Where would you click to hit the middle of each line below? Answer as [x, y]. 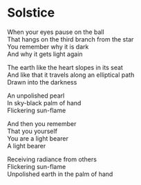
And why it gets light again [45, 54]
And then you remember [42, 123]
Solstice [31, 13]
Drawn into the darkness [42, 82]
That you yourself [32, 131]
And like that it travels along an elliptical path [71, 75]
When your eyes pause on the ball [56, 32]
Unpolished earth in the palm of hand [60, 174]
